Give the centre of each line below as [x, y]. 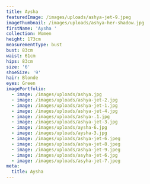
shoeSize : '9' [24, 72]
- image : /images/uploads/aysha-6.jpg [60, 128]
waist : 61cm [21, 56]
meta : [13, 166]
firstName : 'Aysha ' [32, 28]
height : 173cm [24, 39]
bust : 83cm [20, 50]
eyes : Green [21, 84]
